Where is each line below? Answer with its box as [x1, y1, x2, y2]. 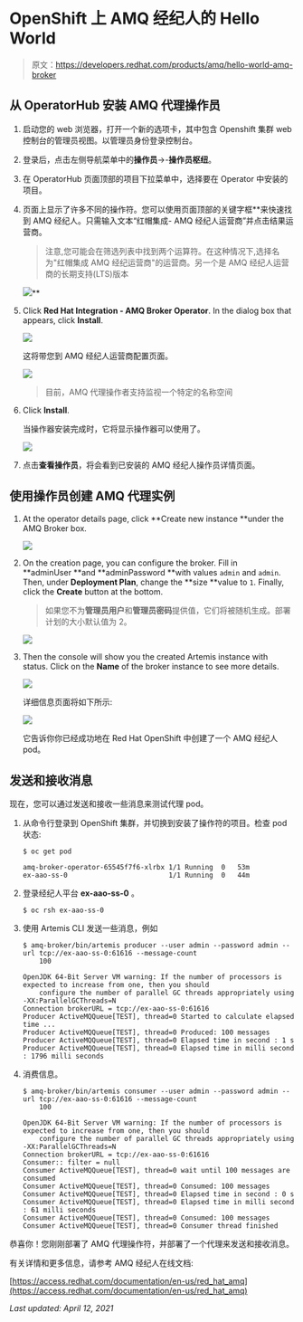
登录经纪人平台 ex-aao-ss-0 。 [22, 888, 140, 899]
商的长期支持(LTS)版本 [44, 268, 129, 279]
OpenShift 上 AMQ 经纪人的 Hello [9, 8, 260, 29]
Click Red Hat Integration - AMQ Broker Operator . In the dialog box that [22, 305, 292, 316]
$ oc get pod [22, 847, 72, 856]
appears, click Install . [22, 314, 104, 326]
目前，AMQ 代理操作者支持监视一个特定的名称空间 [44, 386, 233, 397]
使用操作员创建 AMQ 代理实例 [9, 489, 175, 504]
